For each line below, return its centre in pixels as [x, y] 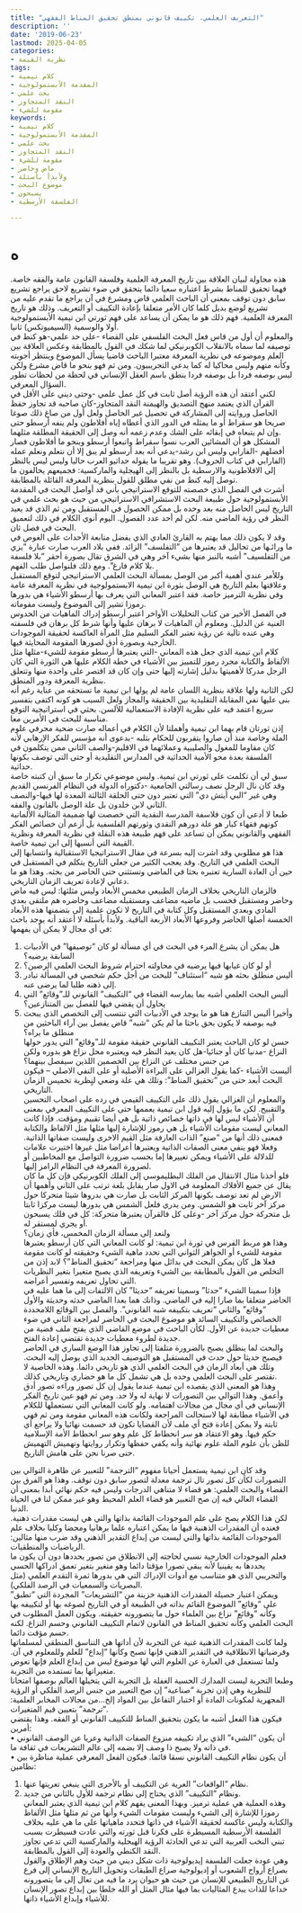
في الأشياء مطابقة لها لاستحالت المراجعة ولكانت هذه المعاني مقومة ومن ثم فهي [156, 1414]
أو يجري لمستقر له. [55, 1223]
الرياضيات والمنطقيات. [48, 1546]
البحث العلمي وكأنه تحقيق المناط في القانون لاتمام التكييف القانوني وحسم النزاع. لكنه [152, 1622]
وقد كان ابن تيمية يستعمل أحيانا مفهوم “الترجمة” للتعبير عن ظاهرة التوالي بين [138, 1470]
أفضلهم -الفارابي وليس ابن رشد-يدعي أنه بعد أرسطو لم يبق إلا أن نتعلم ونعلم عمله [148, 451]
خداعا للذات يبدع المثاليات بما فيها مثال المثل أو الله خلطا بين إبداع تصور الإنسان [155, 1889]
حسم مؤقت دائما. [40, 1632]
